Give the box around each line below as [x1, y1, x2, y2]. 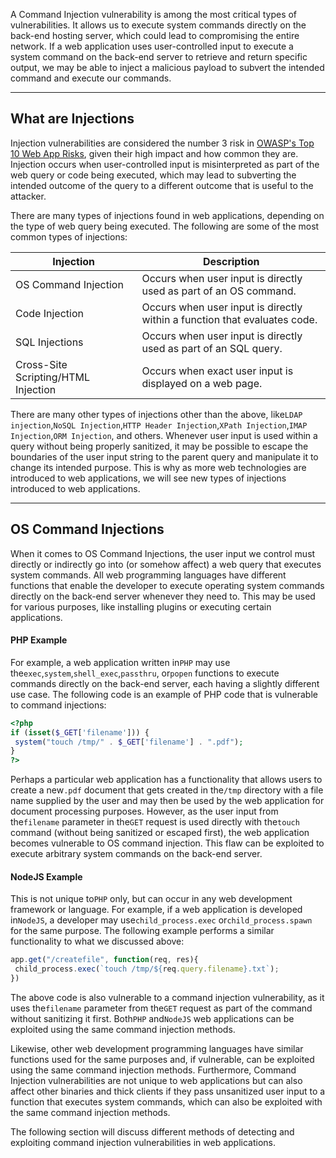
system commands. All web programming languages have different [10, 569, 287, 581]
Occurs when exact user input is [141, 364, 294, 378]
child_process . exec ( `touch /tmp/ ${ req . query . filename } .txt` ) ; [14, 964, 280, 974]
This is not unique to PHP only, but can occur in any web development [10, 893, 293, 905]
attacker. [10, 190, 47, 202]
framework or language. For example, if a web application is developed [10, 904, 303, 916]
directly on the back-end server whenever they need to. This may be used [10, 590, 316, 602]
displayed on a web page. [141, 376, 263, 390]
